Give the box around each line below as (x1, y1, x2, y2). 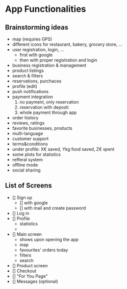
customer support (12, 136, 49, 142)
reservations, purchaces (12, 78, 62, 84)
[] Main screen (12, 231, 42, 237)
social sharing (12, 167, 41, 173)
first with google (19, 52, 53, 58)
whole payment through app (19, 109, 77, 115)
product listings (12, 68, 44, 73)
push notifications (12, 89, 49, 94)
